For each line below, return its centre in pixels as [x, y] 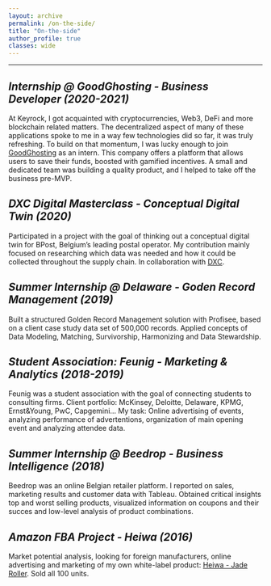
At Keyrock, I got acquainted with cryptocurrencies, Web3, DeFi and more [131, 118]
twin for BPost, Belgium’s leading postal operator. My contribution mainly [129, 244]
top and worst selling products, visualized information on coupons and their [134, 503]
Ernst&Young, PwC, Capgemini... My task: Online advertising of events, [126, 411]
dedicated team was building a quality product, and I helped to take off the [132, 170]
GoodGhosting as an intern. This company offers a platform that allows [126, 152]
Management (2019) [61, 300]
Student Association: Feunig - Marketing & [118, 362]
